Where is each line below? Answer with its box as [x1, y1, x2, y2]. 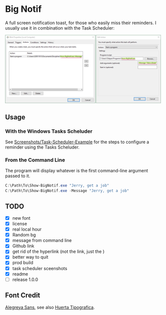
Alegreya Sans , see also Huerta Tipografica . [5, 304, 95, 310]
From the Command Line [5, 157, 65, 163]
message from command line [12, 237, 72, 243]
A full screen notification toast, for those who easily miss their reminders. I [5, 20, 157, 26]
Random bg [12, 232, 36, 238]
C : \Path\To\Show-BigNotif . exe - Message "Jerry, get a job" [5, 189, 129, 194]
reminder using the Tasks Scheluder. [5, 144, 80, 150]
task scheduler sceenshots [12, 265, 68, 271]
